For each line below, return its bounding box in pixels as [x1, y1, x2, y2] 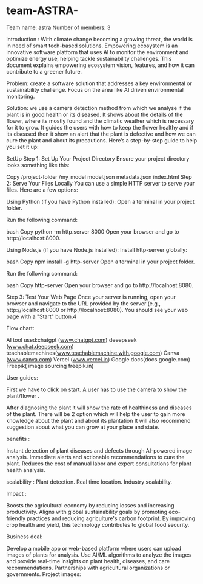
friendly [6, 515, 26, 522]
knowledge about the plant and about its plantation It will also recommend [6, 417, 191, 424]
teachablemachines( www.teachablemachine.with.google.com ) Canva [6, 349, 180, 356]
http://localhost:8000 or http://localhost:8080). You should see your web [6, 306, 188, 313]
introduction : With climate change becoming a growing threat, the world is [6, 35, 193, 43]
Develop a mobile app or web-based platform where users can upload [6, 544, 182, 552]
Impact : [6, 490, 27, 497]
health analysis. [6, 466, 45, 473]
